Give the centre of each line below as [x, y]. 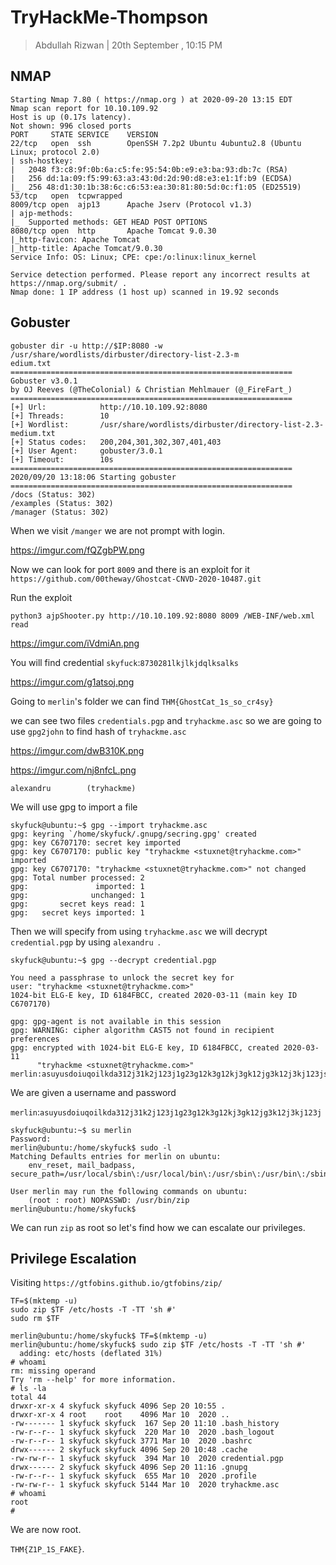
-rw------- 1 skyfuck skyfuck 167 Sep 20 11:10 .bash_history [145, 1424]
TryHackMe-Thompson [109, 17]
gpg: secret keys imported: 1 [77, 912]
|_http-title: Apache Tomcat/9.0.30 [86, 248]
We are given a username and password [93, 1092]
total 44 [28, 1397]
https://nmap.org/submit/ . [69, 283]
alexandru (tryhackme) [73, 788]
